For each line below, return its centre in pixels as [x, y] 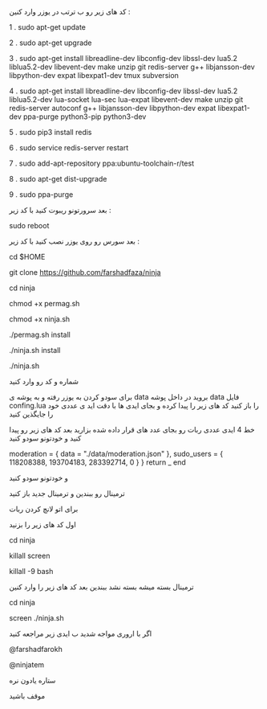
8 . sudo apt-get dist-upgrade [58, 179]
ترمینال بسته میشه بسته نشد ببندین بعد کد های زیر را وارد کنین [102, 587]
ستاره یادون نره [32, 680]
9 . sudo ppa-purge [41, 195]
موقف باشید [27, 696]
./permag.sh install [40, 334]
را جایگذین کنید [31, 414]
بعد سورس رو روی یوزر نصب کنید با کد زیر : [74, 241]
